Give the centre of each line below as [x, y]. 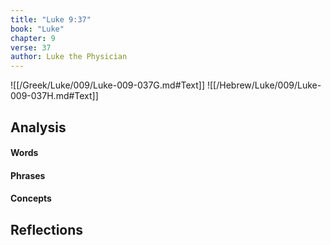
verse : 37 [31, 47]
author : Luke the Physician [69, 57]
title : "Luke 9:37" [51, 19]
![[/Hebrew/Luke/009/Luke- [264, 85]
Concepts [31, 198]
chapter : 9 [33, 38]
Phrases [28, 175]
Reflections [47, 229]
